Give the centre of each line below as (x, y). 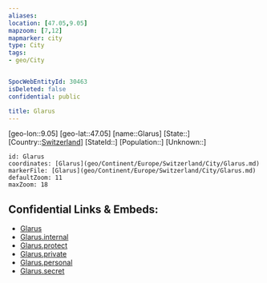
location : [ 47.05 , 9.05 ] (48, 23)
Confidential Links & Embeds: (83, 209)
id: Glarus (26, 157)
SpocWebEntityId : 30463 (48, 82)
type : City (26, 46)
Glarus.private (43, 254)
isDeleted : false (37, 89)
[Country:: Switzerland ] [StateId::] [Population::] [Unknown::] (107, 142)
